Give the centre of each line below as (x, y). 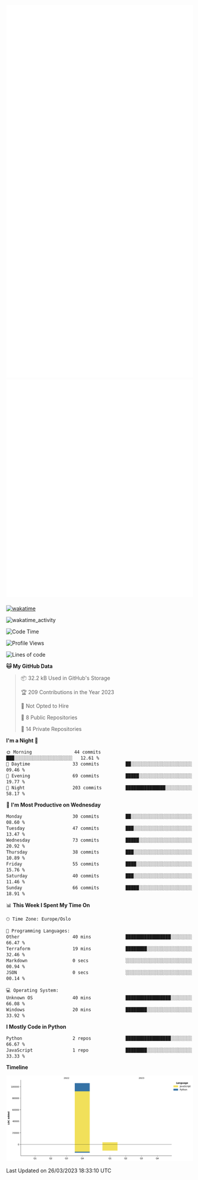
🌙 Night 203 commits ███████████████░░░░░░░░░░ (99, 788)
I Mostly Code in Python (36, 1027)
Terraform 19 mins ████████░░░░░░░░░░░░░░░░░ (99, 949)
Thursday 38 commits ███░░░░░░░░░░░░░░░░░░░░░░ (99, 852)
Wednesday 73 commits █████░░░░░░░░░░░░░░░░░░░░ (99, 840)
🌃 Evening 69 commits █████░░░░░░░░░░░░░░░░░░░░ (99, 776)
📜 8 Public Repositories (49, 718)
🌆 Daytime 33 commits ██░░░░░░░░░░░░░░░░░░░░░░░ (99, 764)
